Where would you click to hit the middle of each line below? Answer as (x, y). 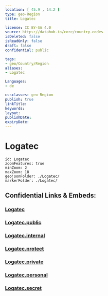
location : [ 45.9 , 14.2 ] (32, 10)
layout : (13, 113)
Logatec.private (24, 262)
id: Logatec (17, 159)
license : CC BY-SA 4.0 (28, 27)
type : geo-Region (23, 14)
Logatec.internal (25, 236)
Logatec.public (23, 223)
